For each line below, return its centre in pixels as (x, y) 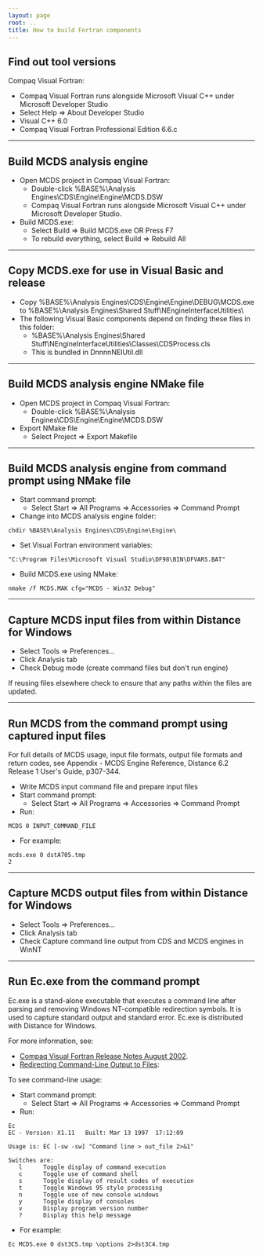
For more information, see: (51, 1041)
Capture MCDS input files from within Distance (124, 620)
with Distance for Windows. (52, 1025)
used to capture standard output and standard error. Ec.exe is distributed (126, 1017)
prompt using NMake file (70, 481)
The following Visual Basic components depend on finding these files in (135, 318)
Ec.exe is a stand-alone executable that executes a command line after (122, 1000)
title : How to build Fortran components (75, 30)
